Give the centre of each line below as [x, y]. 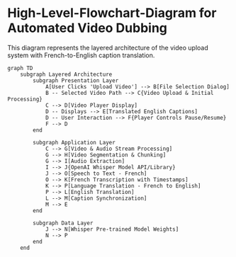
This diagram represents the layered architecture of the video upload [108, 47]
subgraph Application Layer [74, 142]
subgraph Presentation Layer [76, 80]
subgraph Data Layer [63, 223]
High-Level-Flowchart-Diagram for [112, 13]
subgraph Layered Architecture [66, 74]
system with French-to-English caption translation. [81, 55]
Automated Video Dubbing [88, 28]
